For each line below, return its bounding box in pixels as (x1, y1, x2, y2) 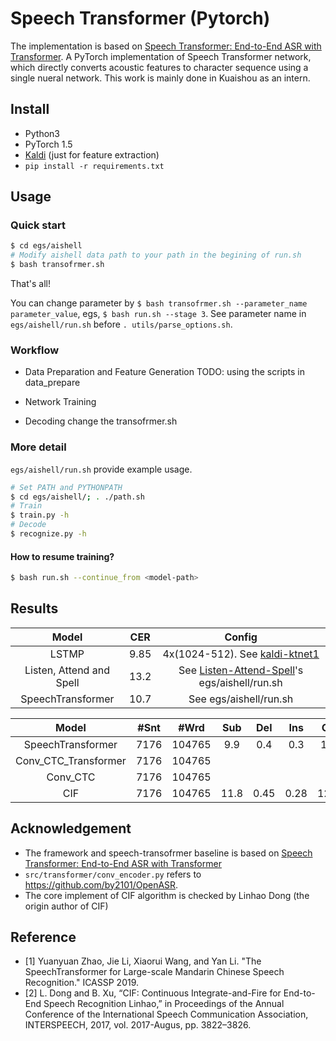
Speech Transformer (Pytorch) (10, 7, 271, 30)
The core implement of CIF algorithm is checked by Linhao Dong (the (24, 889, 310, 901)
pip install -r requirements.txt (24, 161, 165, 171)
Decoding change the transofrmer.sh (24, 415, 178, 427)
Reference (10, 929, 77, 946)
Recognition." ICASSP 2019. (24, 977, 140, 989)
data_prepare (24, 377, 81, 389)
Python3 (24, 127, 60, 139)
